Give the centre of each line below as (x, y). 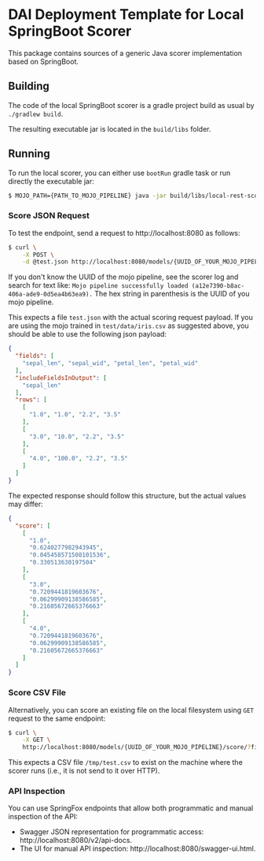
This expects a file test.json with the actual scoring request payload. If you (131, 318)
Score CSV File (37, 693)
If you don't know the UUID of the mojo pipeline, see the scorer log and (123, 277)
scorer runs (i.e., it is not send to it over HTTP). (84, 771)
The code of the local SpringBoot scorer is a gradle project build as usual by (131, 105)
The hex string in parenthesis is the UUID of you (172, 294)
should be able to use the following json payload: (88, 334)
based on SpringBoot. (44, 61)
